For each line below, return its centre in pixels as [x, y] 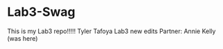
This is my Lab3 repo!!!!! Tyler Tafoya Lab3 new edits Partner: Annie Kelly [111, 31]
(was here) [23, 38]
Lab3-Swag [41, 12]
